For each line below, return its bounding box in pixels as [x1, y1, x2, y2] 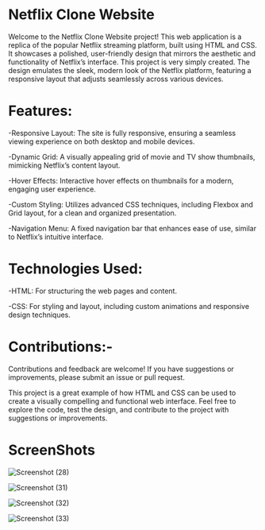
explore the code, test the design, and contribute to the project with [8, 404, 229, 414]
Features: [8, 102, 73, 120]
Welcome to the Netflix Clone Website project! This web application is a [8, 32, 242, 41]
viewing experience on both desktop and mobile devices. [8, 137, 195, 146]
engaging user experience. [8, 184, 97, 194]
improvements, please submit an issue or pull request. [8, 372, 185, 382]
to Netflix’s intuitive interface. [8, 232, 104, 242]
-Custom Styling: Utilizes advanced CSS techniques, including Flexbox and [8, 199, 254, 209]
